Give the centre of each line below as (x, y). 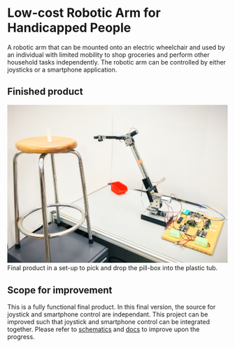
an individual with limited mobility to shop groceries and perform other (108, 55)
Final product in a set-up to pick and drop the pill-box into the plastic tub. (113, 268)
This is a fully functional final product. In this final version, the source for (112, 307)
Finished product (45, 92)
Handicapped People (69, 28)
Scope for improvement (60, 290)
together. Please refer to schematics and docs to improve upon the (104, 329)
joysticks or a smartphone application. (62, 69)
